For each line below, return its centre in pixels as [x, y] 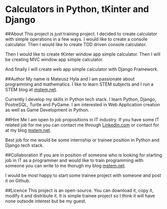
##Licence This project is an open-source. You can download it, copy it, [79, 190]
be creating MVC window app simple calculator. [54, 59]
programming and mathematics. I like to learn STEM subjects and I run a [79, 84]
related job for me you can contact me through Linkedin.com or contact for [82, 125]
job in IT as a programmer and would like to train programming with [74, 160]
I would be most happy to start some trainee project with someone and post [83, 175]
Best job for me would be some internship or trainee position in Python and [82, 140]
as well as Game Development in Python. [47, 110]
